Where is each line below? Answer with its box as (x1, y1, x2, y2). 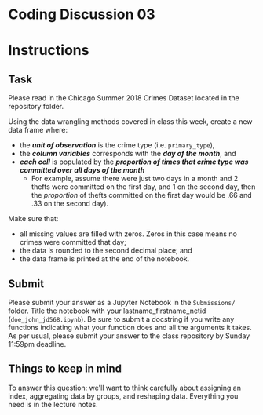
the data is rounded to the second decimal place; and (19, 246, 192, 256)
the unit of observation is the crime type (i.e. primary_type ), (19, 140, 215, 150)
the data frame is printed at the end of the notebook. (19, 254, 190, 264)
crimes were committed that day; (19, 238, 127, 247)
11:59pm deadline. (8, 340, 67, 348)
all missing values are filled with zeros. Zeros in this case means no (19, 229, 238, 238)
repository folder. (8, 102, 64, 111)
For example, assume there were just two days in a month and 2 (31, 174, 239, 184)
